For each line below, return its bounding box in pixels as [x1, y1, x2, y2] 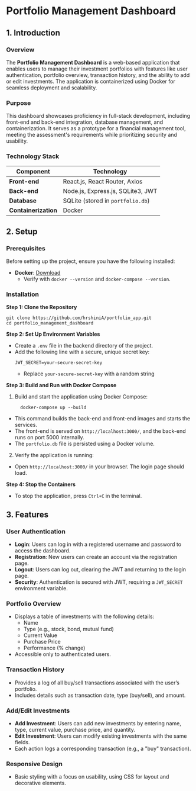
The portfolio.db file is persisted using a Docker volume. [14, 440, 155, 448]
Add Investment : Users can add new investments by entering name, [14, 720, 181, 727]
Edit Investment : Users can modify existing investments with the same [14, 732, 187, 739]
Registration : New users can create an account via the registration [14, 554, 178, 561]
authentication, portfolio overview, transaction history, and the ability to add [6, 71, 190, 78]
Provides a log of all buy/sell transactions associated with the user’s [14, 679, 180, 686]
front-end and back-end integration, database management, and [6, 118, 164, 126]
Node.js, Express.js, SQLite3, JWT [63, 187, 158, 195]
